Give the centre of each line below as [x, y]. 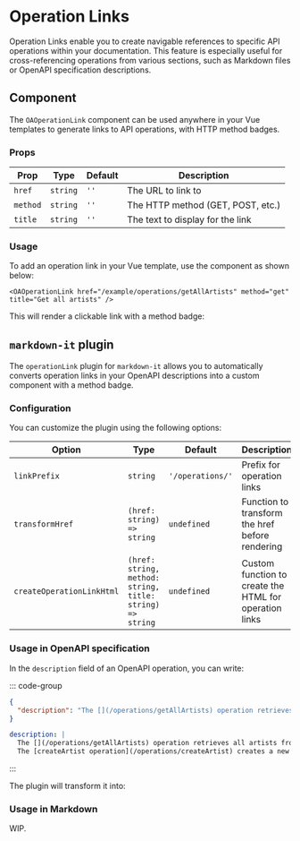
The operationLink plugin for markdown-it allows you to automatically [136, 366]
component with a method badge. [71, 385]
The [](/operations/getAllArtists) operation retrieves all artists [147, 743]
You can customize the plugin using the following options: [115, 428]
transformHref [44, 524]
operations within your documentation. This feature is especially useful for [146, 50]
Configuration [40, 408]
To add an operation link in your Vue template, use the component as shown [150, 266]
